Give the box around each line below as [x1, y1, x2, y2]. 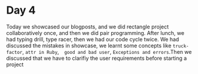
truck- [172, 43, 190, 49]
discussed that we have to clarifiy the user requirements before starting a [6, 54, 187, 62]
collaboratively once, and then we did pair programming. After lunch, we [6, 29, 184, 36]
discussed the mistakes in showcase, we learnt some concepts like [6, 42, 172, 49]
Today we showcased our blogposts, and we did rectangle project [6, 23, 169, 30]
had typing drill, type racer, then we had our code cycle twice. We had [6, 36, 179, 43]
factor [6, 49, 23, 55]
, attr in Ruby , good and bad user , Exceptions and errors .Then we [22, 48, 192, 55]
